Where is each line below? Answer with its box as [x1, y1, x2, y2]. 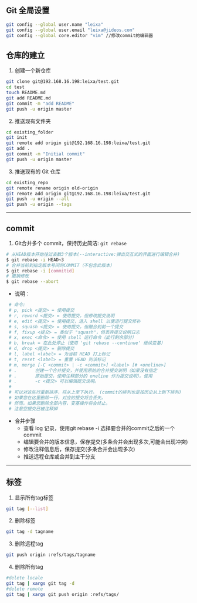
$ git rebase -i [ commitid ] [6, 268, 75, 274]
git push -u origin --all [6, 196, 69, 202]
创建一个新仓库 [14, 67, 51, 74]
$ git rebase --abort [6, 279, 59, 285]
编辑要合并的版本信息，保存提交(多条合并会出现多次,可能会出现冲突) [23, 438, 188, 445]
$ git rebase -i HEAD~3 [6, 256, 64, 263]
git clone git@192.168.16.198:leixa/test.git [6, 79, 119, 85]
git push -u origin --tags [6, 202, 72, 208]
